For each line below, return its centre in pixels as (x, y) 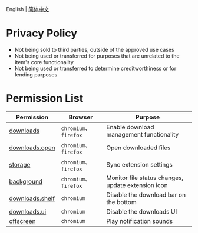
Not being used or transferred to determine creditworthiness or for (95, 68)
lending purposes (36, 74)
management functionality (143, 134)
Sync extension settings (139, 164)
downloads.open (32, 148)
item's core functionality (44, 62)
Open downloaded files (138, 148)
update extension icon (137, 185)
